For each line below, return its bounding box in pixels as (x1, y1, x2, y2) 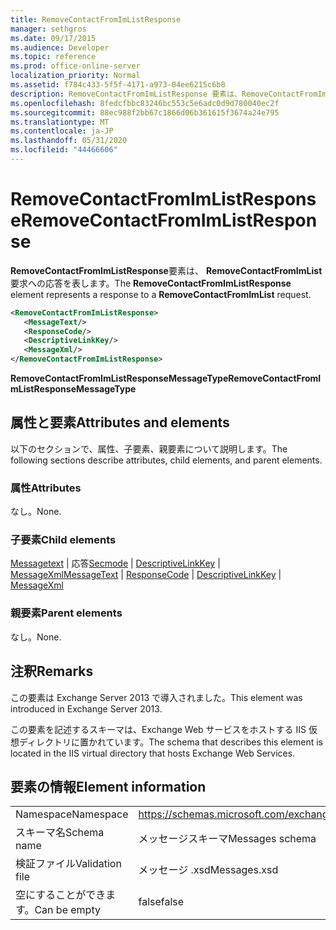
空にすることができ (15, 888, 107, 902)
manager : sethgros (10, 24, 87, 34)
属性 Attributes (10, 481, 82, 495)
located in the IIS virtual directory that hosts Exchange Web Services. (10, 747, 296, 759)
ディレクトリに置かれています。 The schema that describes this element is (18, 736, 324, 748)
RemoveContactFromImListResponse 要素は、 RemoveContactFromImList (10, 264, 323, 276)
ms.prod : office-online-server (10, 61, 141, 71)
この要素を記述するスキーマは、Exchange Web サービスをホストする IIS (10, 723, 307, 735)
